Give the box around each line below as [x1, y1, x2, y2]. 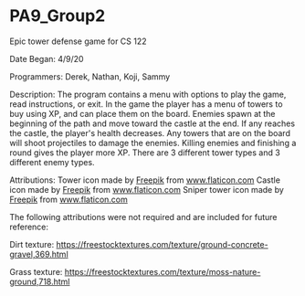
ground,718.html [9, 276, 70, 287]
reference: [9, 221, 48, 232]
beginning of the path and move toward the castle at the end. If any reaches [9, 118, 295, 129]
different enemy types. [9, 156, 95, 167]
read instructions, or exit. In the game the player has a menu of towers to [9, 98, 283, 110]
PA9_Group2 [9, 5, 106, 26]
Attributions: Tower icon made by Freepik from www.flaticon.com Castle [9, 174, 281, 185]
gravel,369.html [9, 248, 68, 259]
